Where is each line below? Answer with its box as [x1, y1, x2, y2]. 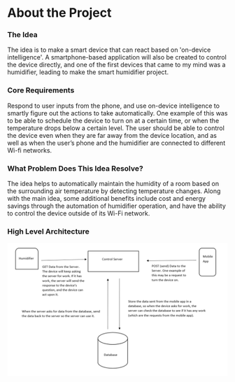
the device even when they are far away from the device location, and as [7, 131, 217, 139]
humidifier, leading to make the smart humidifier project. [7, 68, 169, 76]
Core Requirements [7, 85, 75, 95]
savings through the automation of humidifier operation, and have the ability [7, 201, 226, 211]
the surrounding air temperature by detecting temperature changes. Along [7, 187, 221, 195]
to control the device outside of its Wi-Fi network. [7, 209, 150, 218]
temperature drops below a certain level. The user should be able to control [7, 124, 225, 132]
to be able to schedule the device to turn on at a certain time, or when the [7, 116, 220, 125]
